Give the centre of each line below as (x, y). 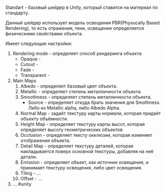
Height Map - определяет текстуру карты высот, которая (82, 124)
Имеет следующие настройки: (39, 44)
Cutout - (29, 64)
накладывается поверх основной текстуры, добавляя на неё (87, 151)
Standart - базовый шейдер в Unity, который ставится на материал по (81, 7)
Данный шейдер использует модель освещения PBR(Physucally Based (82, 23)
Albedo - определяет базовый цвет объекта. (69, 86)
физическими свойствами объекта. (44, 34)
